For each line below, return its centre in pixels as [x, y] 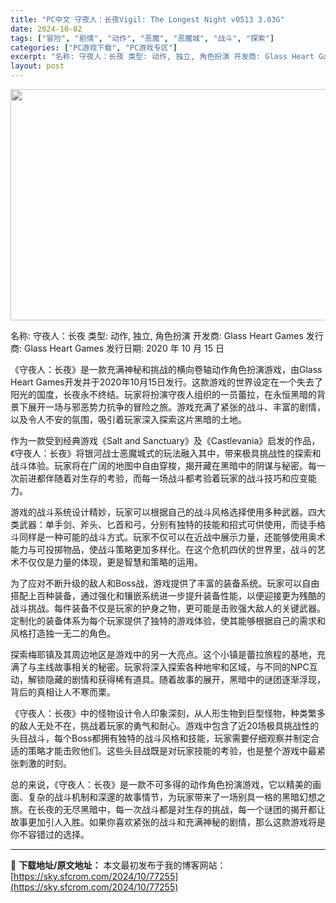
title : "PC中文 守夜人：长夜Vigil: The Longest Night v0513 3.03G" [147, 19]
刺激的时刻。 [45, 763]
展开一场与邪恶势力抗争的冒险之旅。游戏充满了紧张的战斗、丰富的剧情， [176, 407]
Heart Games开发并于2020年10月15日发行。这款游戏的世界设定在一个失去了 [166, 382]
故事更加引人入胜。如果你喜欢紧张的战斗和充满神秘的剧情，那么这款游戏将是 [168, 822]
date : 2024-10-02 [46, 29]
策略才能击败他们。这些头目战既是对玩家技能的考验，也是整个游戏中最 [172, 750]
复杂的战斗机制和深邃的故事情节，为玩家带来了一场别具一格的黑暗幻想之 [176, 797]
